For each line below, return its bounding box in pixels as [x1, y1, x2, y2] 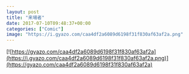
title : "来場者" [6, 15, 45, 21]
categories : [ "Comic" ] [6, 25, 64, 32]
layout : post [6, 8, 40, 15]
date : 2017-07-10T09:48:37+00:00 [6, 20, 91, 26]
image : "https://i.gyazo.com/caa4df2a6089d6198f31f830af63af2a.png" [6, 32, 184, 38]
